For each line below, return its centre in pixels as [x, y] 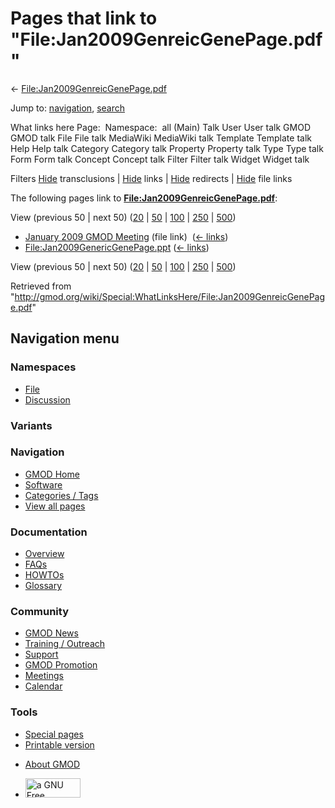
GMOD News [51, 633]
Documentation [49, 532]
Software [43, 484]
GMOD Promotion [61, 665]
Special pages [54, 734]
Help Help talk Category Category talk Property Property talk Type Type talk [167, 148]
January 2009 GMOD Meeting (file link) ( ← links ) [126, 236]
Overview [44, 554]
